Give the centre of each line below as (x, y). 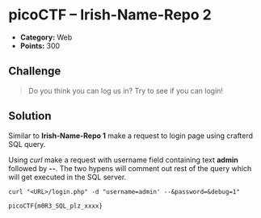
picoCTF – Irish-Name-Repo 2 (110, 15)
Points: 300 (40, 45)
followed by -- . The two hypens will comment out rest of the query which (130, 168)
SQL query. (27, 144)
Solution (30, 116)
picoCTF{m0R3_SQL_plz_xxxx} (56, 206)
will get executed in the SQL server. (67, 177)
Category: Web (46, 37)
